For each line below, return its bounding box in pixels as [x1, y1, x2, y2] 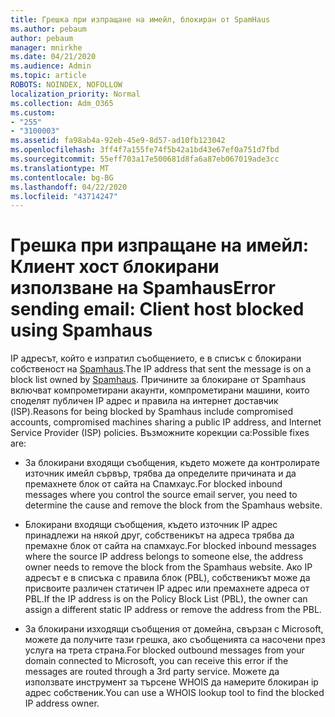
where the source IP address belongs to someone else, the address [24, 551, 304, 563]
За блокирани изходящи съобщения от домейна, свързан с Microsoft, [24, 623, 324, 635]
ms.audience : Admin [10, 61, 92, 71]
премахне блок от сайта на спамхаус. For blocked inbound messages [24, 540, 317, 552]
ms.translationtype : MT [10, 163, 110, 173]
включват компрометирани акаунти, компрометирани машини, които [10, 384, 310, 396]
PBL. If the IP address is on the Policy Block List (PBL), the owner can [24, 593, 308, 605]
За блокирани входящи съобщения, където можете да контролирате [24, 457, 320, 469]
